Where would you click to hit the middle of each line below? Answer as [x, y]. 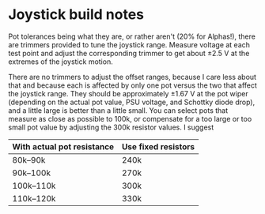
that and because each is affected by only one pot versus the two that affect [132, 85]
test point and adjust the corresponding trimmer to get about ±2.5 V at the [129, 53]
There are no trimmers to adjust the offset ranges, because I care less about [132, 77]
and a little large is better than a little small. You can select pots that [118, 110]
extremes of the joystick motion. [61, 62]
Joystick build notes [76, 15]
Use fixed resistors [158, 146]
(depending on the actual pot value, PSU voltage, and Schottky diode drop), [132, 102]
